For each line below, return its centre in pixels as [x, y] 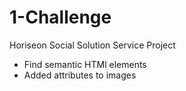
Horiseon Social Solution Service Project [92, 45]
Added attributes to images [80, 75]
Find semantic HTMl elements [85, 64]
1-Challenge [60, 17]
